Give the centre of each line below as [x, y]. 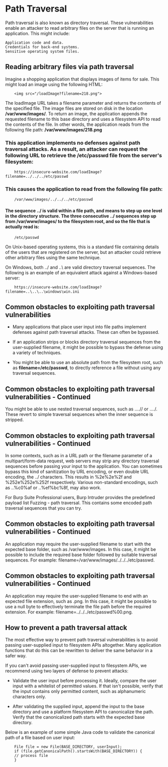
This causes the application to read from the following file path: [84, 189]
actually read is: [22, 227]
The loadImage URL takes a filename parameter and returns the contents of [83, 103]
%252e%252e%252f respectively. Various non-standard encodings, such [81, 482]
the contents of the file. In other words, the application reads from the [77, 124]
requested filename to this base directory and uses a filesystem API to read [83, 119]
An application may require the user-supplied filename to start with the [78, 544]
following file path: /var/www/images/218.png [54, 129]
